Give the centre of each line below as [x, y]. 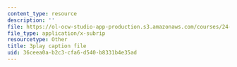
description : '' [31, 20]
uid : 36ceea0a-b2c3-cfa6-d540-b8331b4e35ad [72, 53]
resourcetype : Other [38, 40]
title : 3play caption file [47, 46]
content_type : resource [42, 14]
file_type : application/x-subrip [56, 33]
